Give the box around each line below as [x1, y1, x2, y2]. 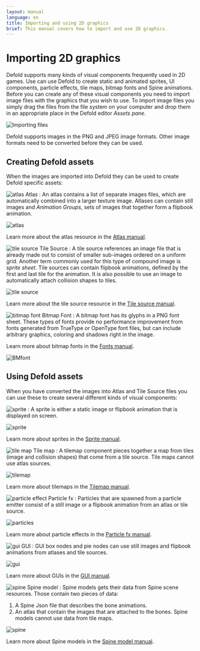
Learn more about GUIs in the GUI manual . [6, 572, 111, 579]
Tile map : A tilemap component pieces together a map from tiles [33, 447, 194, 454]
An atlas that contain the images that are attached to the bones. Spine [14, 608, 188, 615]
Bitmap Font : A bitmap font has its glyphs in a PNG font [41, 312, 180, 319]
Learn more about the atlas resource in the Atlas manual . [6, 233, 147, 240]
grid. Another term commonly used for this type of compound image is [6, 258, 181, 264]
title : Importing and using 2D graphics [6, 20, 109, 26]
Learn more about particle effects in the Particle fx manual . [6, 530, 152, 538]
